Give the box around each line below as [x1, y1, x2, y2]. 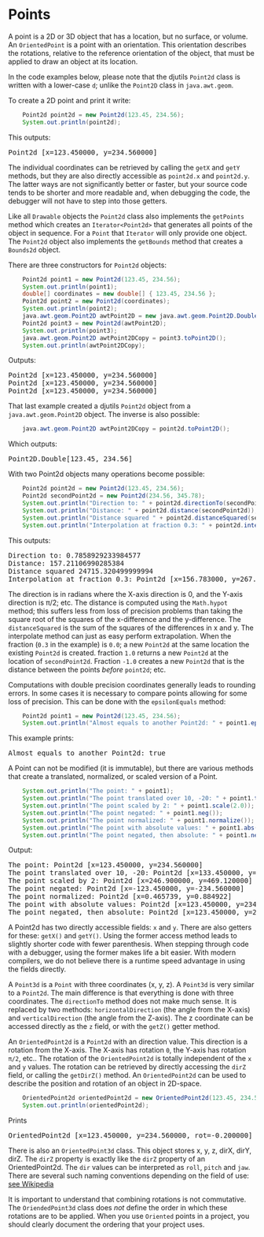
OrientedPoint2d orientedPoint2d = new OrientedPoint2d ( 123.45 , [22, 1094, 237, 1102]
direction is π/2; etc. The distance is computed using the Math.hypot [8, 598, 228, 607]
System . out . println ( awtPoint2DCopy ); [22, 341, 146, 349]
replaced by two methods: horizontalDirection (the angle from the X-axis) [8, 1005, 251, 1015]
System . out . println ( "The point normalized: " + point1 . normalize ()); [22, 816, 255, 825]
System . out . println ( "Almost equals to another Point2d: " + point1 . [22, 719, 251, 727]
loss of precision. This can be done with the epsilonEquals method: [8, 696, 226, 706]
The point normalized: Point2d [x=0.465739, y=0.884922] [8, 892, 233, 901]
